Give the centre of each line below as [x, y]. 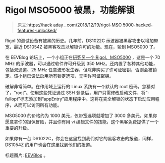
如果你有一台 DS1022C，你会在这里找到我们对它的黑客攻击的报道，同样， [80, 138]
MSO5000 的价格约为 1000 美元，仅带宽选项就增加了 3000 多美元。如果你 [81, 115]
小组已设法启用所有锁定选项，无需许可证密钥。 [66, 76]
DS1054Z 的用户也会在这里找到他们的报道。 [50, 145]
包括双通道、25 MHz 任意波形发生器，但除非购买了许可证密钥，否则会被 [79, 69]
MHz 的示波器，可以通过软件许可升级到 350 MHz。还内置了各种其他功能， [81, 63]
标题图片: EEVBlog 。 [27, 155]
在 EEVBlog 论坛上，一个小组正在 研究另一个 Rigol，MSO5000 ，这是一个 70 [83, 57]
